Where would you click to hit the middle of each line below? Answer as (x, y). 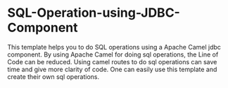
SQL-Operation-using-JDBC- (94, 13)
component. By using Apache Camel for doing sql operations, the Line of (113, 54)
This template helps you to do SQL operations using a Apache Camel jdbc (114, 47)
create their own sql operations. (53, 76)
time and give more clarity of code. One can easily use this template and (112, 69)
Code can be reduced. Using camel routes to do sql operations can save (112, 61)
